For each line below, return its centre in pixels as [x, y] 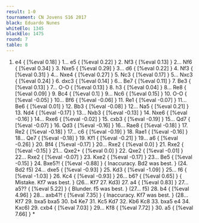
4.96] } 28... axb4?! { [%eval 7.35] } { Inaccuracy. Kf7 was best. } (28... [102, 195]
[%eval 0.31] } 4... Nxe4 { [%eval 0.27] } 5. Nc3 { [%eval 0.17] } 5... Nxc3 [104, 75]
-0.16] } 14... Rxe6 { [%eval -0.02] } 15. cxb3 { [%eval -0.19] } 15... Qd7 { [102, 119]
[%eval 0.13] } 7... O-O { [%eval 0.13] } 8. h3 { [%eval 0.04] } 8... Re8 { [101, 87]
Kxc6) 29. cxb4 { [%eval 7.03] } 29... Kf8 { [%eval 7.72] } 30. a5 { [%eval [104, 207]
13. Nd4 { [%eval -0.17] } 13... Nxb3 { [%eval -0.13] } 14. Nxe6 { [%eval [101, 112]
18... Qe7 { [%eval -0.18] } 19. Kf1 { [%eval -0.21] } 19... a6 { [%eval [96, 138]
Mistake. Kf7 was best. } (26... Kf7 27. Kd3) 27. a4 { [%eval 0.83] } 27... [102, 182]
